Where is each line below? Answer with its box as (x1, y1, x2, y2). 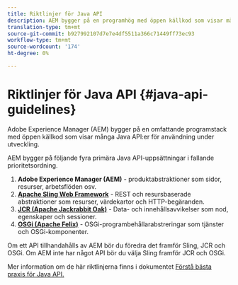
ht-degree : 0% (7, 50, 50, 57)
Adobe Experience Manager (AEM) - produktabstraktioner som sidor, (17, 175, 222, 183)
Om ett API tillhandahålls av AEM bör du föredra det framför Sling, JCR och (7, 241, 226, 250)
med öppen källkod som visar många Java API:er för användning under (7, 132, 215, 141)
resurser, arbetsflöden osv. (17, 182, 97, 191)
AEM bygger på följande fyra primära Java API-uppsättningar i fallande (7, 153, 215, 162)
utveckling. (7, 139, 40, 149)
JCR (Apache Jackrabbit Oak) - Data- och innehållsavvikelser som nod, (17, 204, 229, 213)
